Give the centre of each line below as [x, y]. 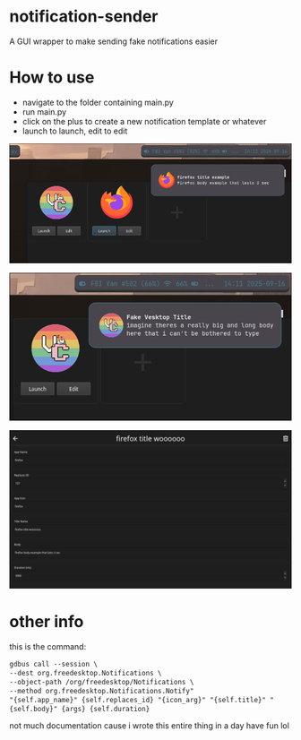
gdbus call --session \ [54, 665]
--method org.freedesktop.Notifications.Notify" [102, 692]
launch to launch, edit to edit [75, 131]
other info [47, 622]
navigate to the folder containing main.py [98, 102]
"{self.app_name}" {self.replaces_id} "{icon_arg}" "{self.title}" [138, 701]
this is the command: [48, 647]
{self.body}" [34, 710]
